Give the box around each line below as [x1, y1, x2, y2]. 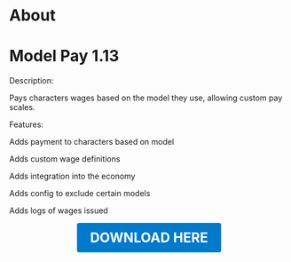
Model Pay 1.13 [9, 46, 120, 67]
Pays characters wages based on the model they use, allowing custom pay [9, 92, 283, 103]
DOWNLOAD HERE [90, 229, 208, 247]
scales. [9, 102, 35, 113]
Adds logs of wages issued [9, 205, 108, 216]
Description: [9, 75, 54, 86]
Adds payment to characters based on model [9, 137, 175, 147]
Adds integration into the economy [9, 171, 136, 182]
